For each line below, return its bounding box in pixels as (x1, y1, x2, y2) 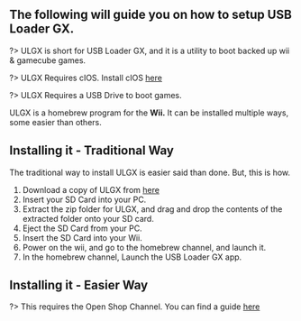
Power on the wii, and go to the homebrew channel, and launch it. (22, 242, 267, 252)
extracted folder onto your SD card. (22, 213, 155, 224)
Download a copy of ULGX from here (22, 184, 160, 195)
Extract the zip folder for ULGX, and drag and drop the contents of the (22, 203, 283, 215)
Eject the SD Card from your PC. (22, 223, 142, 234)
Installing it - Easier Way (9, 278, 149, 293)
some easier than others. (9, 116, 102, 127)
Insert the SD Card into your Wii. (22, 232, 142, 243)
